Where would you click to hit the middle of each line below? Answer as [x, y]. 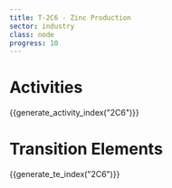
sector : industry [42, 26]
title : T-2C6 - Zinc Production [70, 18]
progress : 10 [34, 43]
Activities [46, 88]
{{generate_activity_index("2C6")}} [75, 113]
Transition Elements [86, 149]
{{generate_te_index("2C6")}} [65, 174]
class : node [32, 34]
